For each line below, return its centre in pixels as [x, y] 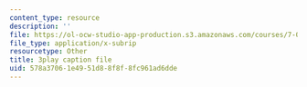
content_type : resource [55, 18]
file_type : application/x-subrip [73, 43]
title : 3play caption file [61, 60]
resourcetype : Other [49, 52]
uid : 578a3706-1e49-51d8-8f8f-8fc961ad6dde [94, 69]
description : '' [40, 26]
